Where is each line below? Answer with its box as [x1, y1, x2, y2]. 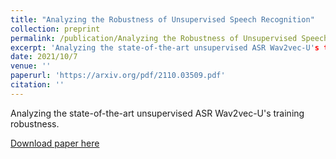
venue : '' [10, 61, 52, 71]
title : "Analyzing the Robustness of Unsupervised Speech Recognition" [10, 14, 315, 25]
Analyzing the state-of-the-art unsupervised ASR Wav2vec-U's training [10, 107, 305, 119]
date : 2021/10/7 [10, 52, 78, 62]
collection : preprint [10, 24, 101, 34]
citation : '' [10, 80, 65, 90]
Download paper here [10, 137, 100, 149]
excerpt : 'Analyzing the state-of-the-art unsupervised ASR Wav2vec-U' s [10, 42, 320, 53]
